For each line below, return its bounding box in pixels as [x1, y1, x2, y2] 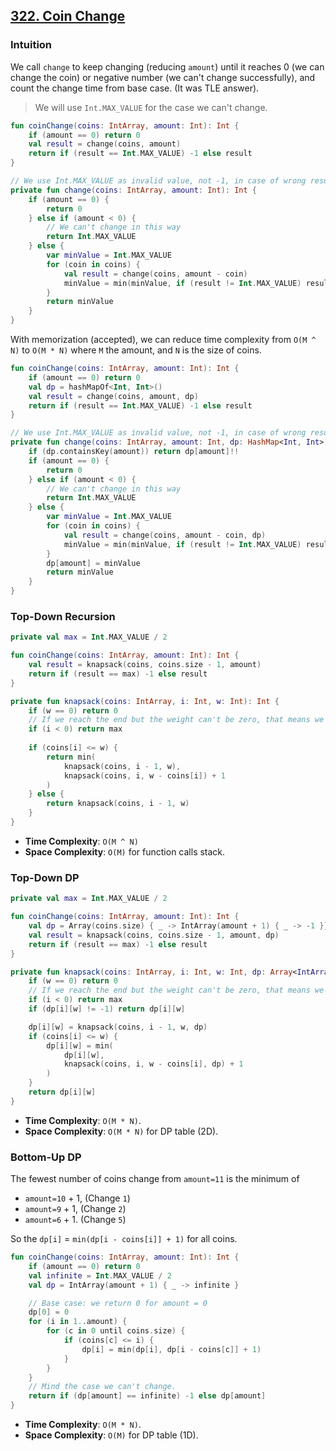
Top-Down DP [10, 870, 80, 884]
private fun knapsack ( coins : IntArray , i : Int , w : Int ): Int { [10, 696, 280, 706]
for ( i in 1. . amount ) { [28, 1317, 128, 1327]
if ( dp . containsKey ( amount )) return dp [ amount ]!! [28, 447, 240, 457]
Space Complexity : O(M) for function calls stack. [24, 845, 226, 858]
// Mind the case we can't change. [28, 1382, 177, 1392]
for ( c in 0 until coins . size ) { [46, 1326, 186, 1336]
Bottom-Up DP [10, 1150, 82, 1164]
